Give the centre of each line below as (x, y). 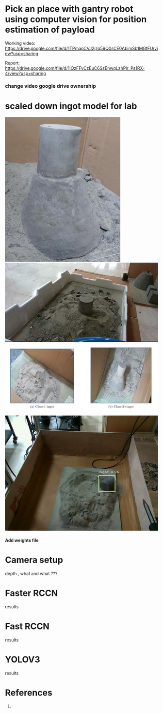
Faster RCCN (32, 593)
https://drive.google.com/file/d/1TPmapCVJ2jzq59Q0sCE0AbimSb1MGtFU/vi (81, 48)
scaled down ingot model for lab (71, 106)
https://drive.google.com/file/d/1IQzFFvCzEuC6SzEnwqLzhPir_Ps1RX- (75, 68)
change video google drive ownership (50, 86)
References (29, 693)
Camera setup (34, 560)
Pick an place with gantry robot (69, 9)
